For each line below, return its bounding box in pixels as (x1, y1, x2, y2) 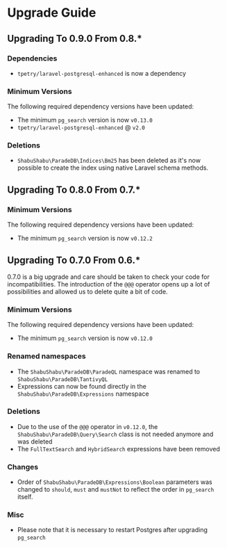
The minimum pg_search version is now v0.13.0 (17, 116, 153, 124)
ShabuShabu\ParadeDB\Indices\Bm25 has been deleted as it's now (17, 156, 201, 165)
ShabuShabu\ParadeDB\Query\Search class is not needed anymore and (17, 430, 214, 438)
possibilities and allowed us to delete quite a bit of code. (7, 287, 168, 296)
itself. (17, 492, 33, 501)
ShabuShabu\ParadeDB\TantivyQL (17, 376, 108, 383)
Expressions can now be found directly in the (17, 382, 147, 390)
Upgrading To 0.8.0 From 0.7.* (7, 184, 141, 195)
